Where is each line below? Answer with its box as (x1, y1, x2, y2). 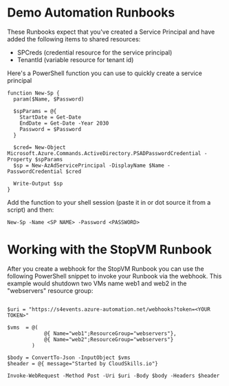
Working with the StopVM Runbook (7, 242, 212, 258)
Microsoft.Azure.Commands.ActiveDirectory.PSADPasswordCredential (7, 150, 201, 156)
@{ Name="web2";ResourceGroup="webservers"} (43, 336, 174, 343)
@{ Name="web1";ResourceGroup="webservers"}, (43, 329, 177, 337)
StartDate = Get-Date (19, 114, 81, 121)
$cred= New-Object (13, 143, 67, 151)
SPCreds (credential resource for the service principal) (17, 48, 173, 57)
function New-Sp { (7, 90, 60, 96)
